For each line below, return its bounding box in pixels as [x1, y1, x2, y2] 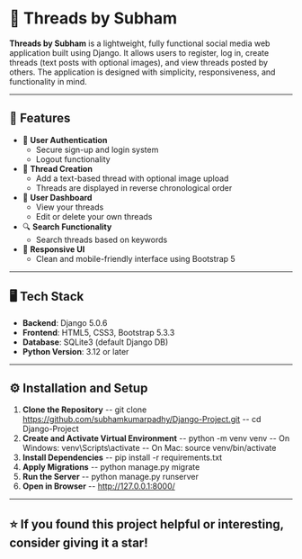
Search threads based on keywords [35, 234, 168, 245]
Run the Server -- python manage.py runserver [22, 472, 200, 482]
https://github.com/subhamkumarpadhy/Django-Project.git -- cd [22, 414, 262, 425]
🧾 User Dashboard [22, 192, 93, 203]
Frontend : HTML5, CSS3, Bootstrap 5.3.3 [22, 327, 175, 338]
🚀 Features [9, 111, 71, 126]
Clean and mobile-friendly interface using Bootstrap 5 [35, 253, 235, 264]
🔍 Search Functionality [22, 221, 112, 232]
